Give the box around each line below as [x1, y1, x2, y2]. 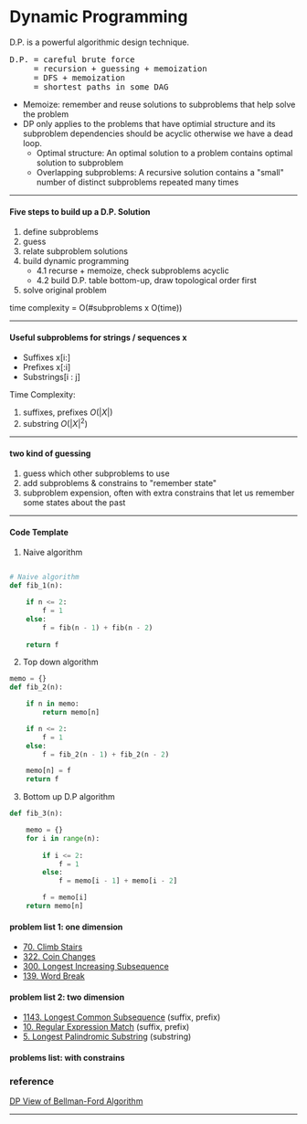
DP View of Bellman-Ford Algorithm [9, 1096, 143, 1107]
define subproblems [22, 227, 99, 238]
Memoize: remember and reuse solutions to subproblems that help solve [22, 99, 296, 110]
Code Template [9, 526, 69, 537]
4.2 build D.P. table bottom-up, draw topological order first [36, 275, 258, 286]
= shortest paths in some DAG [33, 81, 169, 92]
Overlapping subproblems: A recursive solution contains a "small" [36, 166, 285, 177]
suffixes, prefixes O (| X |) [22, 407, 113, 418]
